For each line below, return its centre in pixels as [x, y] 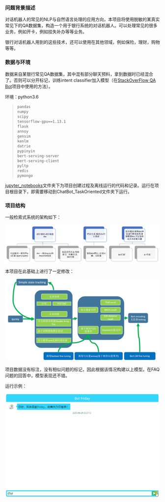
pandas [24, 107]
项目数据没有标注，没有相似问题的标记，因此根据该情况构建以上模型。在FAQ [82, 370]
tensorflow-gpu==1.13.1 [41, 122]
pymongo [25, 176]
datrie [24, 146]
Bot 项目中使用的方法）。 [29, 86]
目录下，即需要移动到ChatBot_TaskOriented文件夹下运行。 [73, 191]
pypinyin [26, 151]
